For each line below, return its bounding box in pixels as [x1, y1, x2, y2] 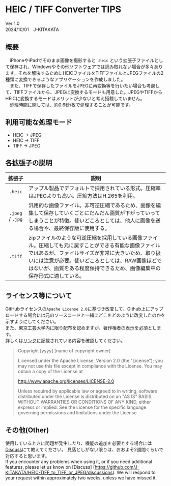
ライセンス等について [5, 291, 72, 300]
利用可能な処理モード [5, 118, 72, 127]
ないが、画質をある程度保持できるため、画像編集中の [33, 265, 161, 272]
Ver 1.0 [5, 20, 20, 26]
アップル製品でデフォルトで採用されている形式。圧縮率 [28, 185, 161, 192]
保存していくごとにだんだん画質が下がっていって [43, 209, 160, 217]
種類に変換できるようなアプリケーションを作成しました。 [5, 76, 126, 82]
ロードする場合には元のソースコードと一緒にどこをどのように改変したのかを [5, 312, 165, 318]
